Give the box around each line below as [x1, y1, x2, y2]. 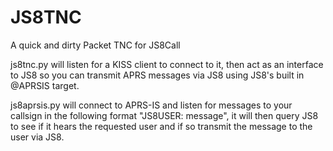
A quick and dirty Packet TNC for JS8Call [10, 39, 181, 51]
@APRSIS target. [10, 79, 80, 91]
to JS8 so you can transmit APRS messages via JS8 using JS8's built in [10, 69, 305, 81]
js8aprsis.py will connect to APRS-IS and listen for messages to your [10, 99, 293, 111]
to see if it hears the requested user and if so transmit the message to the [10, 120, 313, 132]
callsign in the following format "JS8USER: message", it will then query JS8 [10, 109, 319, 121]
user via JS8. [10, 131, 65, 143]
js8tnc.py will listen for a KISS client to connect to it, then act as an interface [10, 58, 324, 70]
